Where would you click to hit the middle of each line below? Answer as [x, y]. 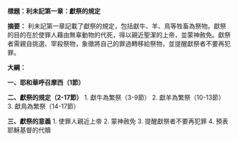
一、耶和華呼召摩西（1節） [46, 82]
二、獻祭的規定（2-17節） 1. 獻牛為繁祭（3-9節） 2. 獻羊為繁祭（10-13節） [116, 97]
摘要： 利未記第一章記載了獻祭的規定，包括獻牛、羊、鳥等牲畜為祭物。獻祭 [117, 26]
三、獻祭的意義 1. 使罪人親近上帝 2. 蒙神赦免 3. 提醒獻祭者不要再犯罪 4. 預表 [118, 121]
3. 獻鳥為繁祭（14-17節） [44, 106]
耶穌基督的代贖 [29, 130]
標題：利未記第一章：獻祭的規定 [54, 11]
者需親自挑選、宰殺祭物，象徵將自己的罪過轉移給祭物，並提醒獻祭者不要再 [116, 44]
